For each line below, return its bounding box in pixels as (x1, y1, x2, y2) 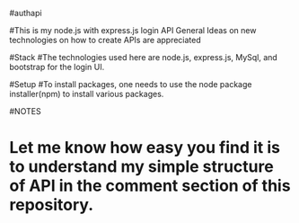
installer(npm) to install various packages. (9, 89, 164, 99)
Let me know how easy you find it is (9, 138, 281, 158)
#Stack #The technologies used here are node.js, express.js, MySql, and (9, 52, 278, 62)
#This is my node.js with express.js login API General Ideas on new (9, 25, 257, 35)
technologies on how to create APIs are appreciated (9, 35, 202, 45)
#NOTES (9, 106, 42, 116)
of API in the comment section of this (9, 175, 291, 196)
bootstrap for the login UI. (9, 62, 105, 72)
